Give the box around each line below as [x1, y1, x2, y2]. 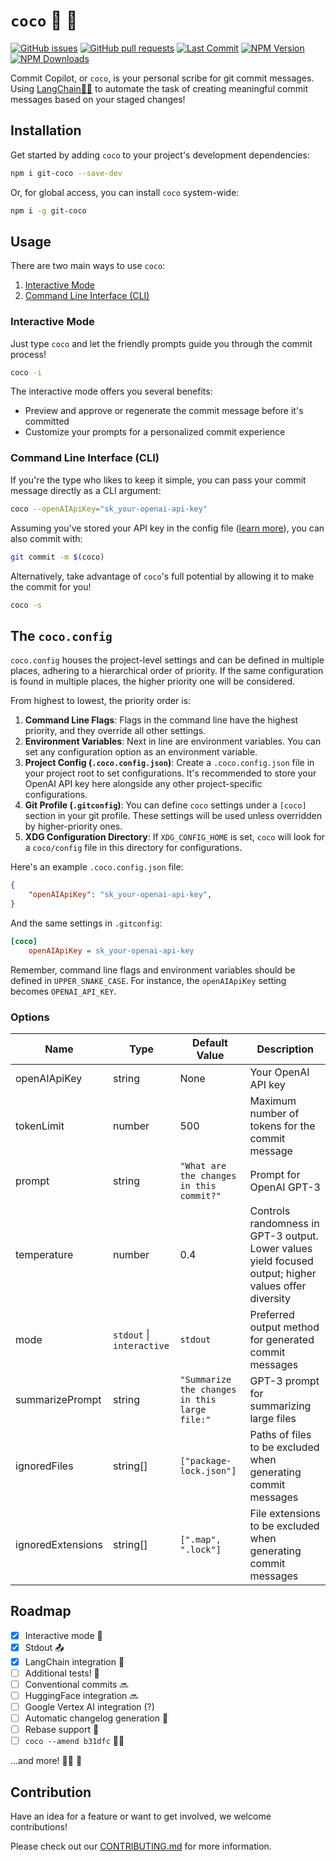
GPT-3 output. [249, 1229, 319, 1243]
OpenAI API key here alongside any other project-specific [24, 778, 263, 790]
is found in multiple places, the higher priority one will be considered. [10, 675, 296, 688]
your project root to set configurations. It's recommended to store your [24, 767, 317, 779]
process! [10, 348, 47, 360]
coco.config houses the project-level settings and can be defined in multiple [10, 654, 325, 666]
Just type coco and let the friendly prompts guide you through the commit [10, 337, 313, 349]
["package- [179, 1455, 232, 1466]
